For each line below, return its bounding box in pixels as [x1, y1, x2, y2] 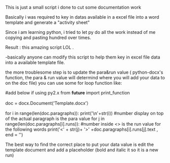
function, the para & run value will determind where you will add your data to [5, 75, 165, 80]
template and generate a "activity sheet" [5, 20, 90, 25]
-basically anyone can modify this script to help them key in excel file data [5, 54, 161, 60]
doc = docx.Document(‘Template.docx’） [5, 100, 91, 106]
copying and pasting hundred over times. [5, 35, 91, 40]
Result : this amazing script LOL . [5, 44, 74, 50]
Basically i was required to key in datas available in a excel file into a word [5, 14, 159, 20]
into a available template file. [5, 60, 65, 65]
